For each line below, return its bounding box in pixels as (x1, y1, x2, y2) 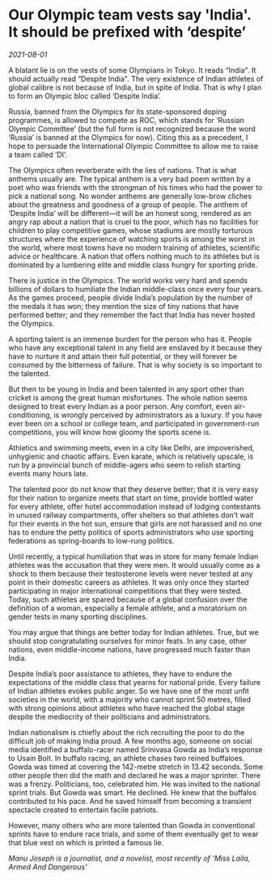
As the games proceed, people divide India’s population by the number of (8, 293, 253, 302)
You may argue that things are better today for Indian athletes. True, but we (8, 627, 259, 637)
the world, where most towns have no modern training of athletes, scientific (8, 243, 260, 252)
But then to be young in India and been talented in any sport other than (8, 384, 244, 394)
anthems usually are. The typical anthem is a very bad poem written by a (8, 174, 251, 184)
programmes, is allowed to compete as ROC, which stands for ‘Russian (8, 115, 244, 125)
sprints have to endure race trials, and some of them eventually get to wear (8, 829, 259, 839)
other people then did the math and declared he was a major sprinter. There (8, 770, 261, 780)
